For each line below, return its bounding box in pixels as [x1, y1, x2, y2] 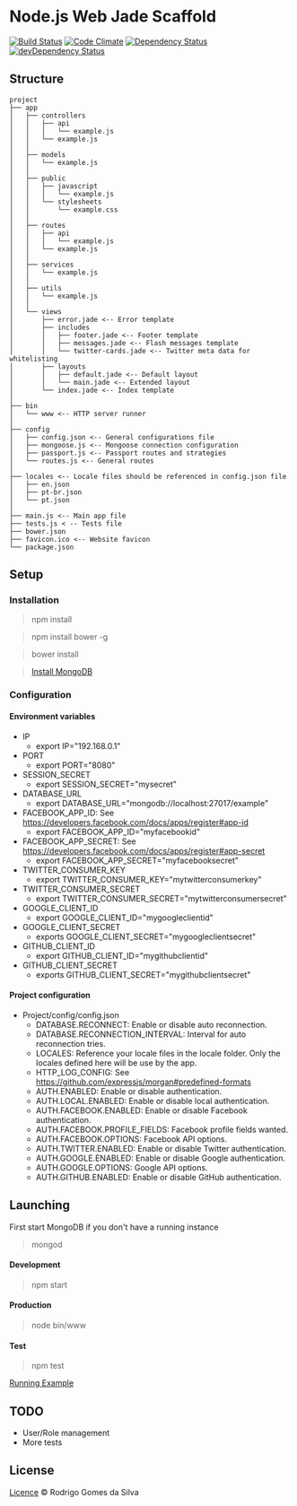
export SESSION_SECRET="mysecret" [35, 779, 177, 789]
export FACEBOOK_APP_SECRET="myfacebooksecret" [35, 855, 240, 866]
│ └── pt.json [9, 495, 70, 504]
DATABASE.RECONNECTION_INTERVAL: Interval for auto [35, 1029, 247, 1040]
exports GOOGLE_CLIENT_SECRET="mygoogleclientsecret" [35, 931, 257, 942]
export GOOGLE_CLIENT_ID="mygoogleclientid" [35, 912, 214, 923]
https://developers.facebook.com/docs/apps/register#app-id [22, 816, 249, 827]
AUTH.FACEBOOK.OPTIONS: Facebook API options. [35, 1133, 227, 1145]
